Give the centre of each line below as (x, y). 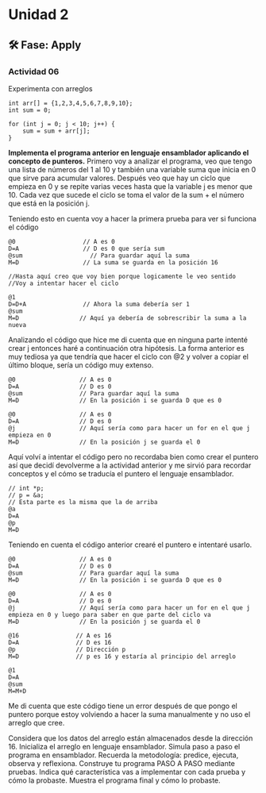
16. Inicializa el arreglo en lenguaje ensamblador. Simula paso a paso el (124, 746)
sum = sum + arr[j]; (56, 131)
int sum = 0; (30, 110)
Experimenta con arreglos (50, 88)
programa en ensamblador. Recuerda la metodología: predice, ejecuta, (123, 755)
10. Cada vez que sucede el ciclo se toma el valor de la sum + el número (126, 194)
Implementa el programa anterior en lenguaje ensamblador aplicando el (129, 152)
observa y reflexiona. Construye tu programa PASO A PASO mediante (122, 763)
